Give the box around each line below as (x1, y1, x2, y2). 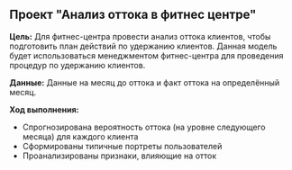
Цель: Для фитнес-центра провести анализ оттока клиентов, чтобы (9, 31, 271, 41)
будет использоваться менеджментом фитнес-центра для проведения (9, 49, 284, 61)
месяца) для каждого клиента (22, 130, 139, 142)
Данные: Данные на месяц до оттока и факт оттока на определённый (9, 76, 280, 88)
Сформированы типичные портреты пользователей (22, 140, 223, 151)
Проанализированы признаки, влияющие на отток (22, 150, 217, 161)
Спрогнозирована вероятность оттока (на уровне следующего (22, 121, 266, 132)
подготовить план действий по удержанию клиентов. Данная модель (9, 40, 278, 51)
